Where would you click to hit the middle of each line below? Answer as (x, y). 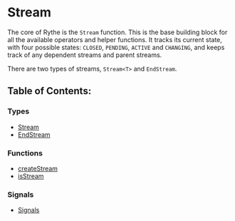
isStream (31, 176)
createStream (38, 168)
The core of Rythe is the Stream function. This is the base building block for (117, 32)
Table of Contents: (49, 91)
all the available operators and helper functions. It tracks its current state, (115, 39)
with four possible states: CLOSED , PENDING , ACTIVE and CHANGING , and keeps (116, 47)
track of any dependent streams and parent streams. (85, 55)
